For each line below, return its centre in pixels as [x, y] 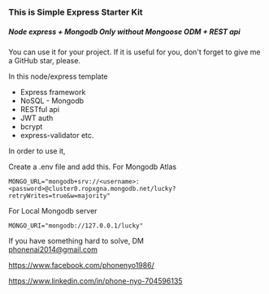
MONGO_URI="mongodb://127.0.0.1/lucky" [76, 226]
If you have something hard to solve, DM [76, 240]
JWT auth [37, 118]
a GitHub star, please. [45, 60]
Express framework [53, 92]
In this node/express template [58, 76]
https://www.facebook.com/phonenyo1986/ [81, 265]
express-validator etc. [57, 135]
